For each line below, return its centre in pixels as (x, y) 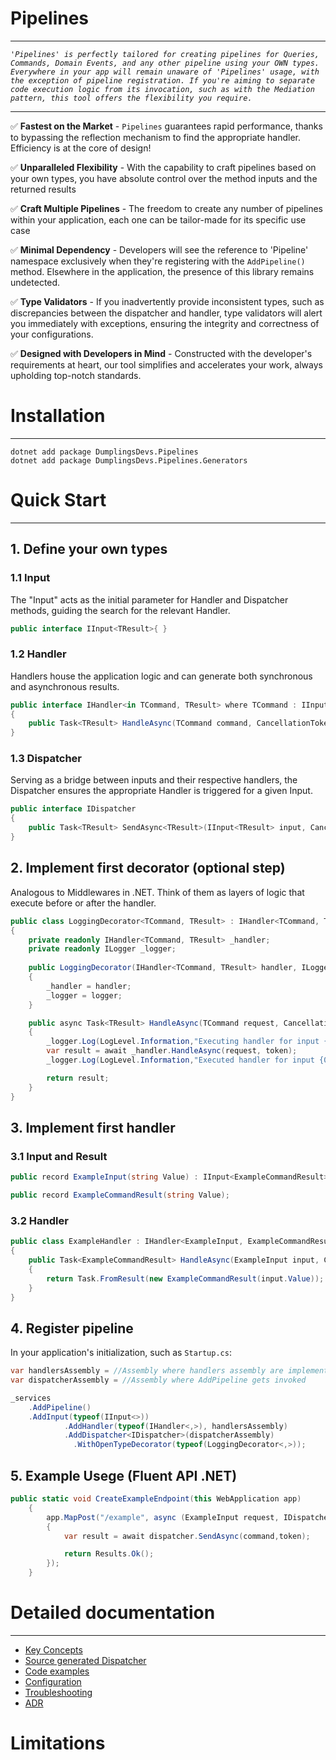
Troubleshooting (58, 1692)
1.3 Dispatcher (46, 759)
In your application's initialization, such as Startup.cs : (121, 1353)
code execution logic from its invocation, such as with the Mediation (162, 89)
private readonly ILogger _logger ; (102, 949)
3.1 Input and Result (59, 1156)
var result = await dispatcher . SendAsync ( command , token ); (187, 1536)
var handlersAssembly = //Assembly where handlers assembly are (147, 1371)
